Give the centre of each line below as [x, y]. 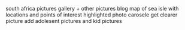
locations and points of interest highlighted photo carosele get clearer [92, 15]
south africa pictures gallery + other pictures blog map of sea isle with [92, 9]
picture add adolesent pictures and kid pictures [64, 21]
